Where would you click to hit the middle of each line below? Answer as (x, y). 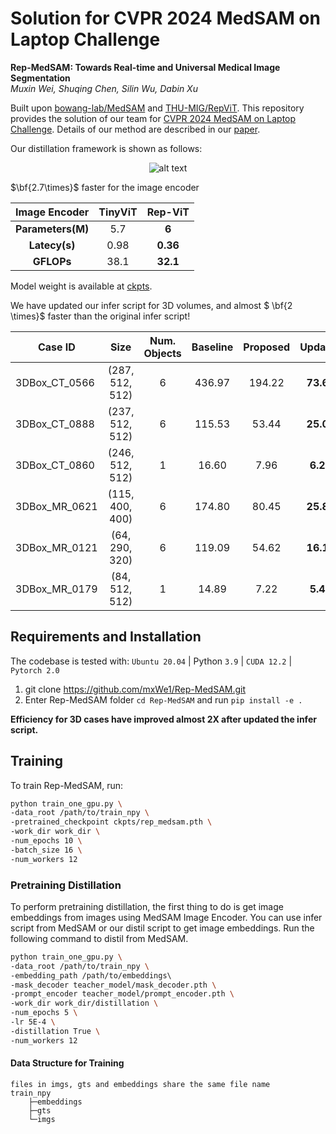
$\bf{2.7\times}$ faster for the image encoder (105, 187)
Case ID (56, 347)
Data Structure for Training (67, 1063)
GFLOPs (52, 261)
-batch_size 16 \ (46, 850)
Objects (162, 353)
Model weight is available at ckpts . (81, 286)
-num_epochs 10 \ (46, 841)
